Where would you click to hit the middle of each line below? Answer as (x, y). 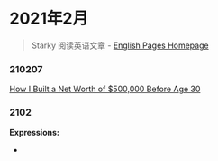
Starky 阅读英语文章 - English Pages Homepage (120, 45)
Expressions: (35, 132)
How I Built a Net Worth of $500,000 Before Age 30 (105, 89)
